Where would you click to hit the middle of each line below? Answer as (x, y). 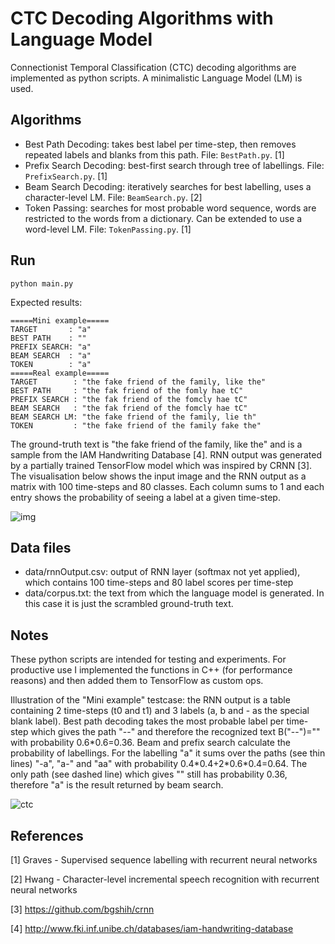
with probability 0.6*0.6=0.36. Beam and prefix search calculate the (150, 743)
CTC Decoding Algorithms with (142, 18)
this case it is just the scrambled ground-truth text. (129, 604)
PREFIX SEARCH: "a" (51, 347)
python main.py (42, 283)
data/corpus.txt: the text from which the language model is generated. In (174, 593)
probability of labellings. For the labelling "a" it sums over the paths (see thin (168, 753)
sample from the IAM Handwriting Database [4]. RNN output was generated (166, 454)
